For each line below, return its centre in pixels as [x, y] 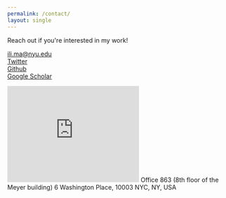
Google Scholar [30, 76]
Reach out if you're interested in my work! [68, 40]
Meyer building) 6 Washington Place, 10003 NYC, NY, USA [92, 187]
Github [17, 69]
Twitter [18, 61]
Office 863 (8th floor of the [179, 180]
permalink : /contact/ [39, 14]
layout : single [29, 20]
